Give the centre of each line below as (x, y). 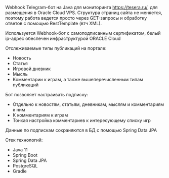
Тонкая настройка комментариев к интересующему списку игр (81, 120)
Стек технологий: (24, 140)
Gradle (19, 171)
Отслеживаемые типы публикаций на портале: (56, 48)
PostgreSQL (25, 166)
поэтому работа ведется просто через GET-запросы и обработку (76, 18)
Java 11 (20, 150)
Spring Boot (25, 155)
